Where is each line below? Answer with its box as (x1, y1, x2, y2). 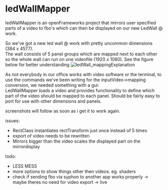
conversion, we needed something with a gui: (5, 82, 99, 88)
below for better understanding (5, 61, 70, 68)
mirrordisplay (12, 143, 40, 149)
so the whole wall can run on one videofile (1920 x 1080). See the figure (5, 56, 154, 62)
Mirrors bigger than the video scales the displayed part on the (12, 138, 140, 144)
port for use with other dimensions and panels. (5, 98, 102, 104)
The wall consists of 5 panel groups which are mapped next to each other (5, 51, 158, 57)
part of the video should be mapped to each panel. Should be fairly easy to (5, 93, 160, 99)
